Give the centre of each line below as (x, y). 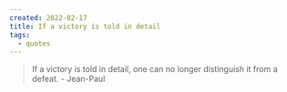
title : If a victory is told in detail (85, 26)
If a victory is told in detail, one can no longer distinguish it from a (154, 69)
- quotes (34, 43)
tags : (20, 35)
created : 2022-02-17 (49, 18)
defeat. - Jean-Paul (68, 79)
